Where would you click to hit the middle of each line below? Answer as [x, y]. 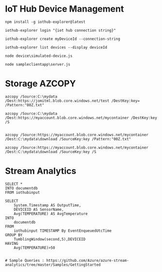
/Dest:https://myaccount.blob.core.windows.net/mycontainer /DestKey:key [81, 118]
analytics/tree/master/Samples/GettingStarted [53, 265]
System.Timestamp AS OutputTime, [48, 205]
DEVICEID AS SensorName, [39, 209]
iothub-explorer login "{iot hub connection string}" [61, 30]
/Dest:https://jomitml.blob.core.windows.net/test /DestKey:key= [72, 101]
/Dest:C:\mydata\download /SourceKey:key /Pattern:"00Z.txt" [68, 139]
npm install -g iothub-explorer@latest [45, 22]
